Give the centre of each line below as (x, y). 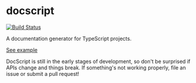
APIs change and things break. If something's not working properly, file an (96, 67)
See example (22, 50)
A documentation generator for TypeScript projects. (69, 38)
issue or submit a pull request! (43, 74)
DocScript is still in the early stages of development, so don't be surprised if (98, 61)
